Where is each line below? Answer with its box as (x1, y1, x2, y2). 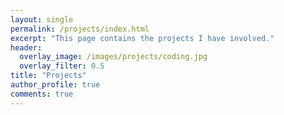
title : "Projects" (10, 71, 87, 81)
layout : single (10, 14, 74, 25)
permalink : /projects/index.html (10, 24, 150, 34)
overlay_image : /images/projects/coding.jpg (19, 52, 208, 62)
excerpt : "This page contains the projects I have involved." (10, 33, 275, 43)
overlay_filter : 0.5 (19, 61, 105, 71)
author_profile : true (10, 80, 101, 90)
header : (10, 42, 43, 53)
